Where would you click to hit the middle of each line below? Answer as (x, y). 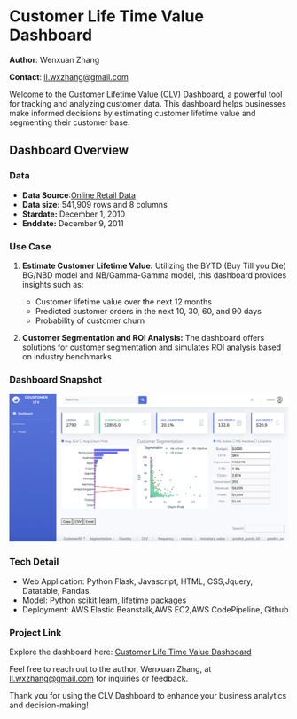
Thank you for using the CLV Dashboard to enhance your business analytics (148, 696)
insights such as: (53, 284)
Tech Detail (34, 562)
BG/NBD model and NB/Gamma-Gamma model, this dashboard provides (154, 275)
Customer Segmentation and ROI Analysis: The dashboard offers (143, 337)
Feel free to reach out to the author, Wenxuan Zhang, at (110, 669)
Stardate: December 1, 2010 (74, 214)
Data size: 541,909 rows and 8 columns (95, 204)
